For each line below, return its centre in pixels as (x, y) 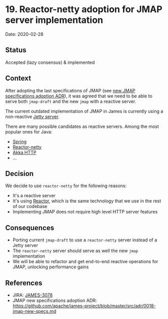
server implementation (54, 20)
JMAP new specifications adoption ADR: (55, 300)
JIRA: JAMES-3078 (33, 295)
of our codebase (30, 206)
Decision (19, 173)
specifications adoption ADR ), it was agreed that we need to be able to (79, 96)
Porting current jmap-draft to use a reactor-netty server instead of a (85, 240)
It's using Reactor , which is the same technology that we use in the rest (87, 201)
